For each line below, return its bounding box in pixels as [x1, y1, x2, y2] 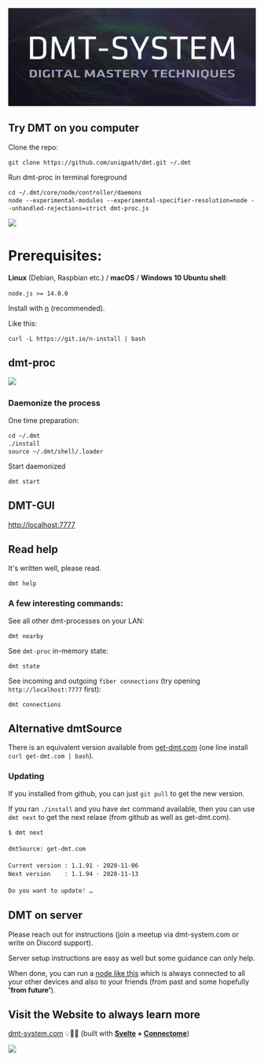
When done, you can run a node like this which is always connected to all [8, 968, 246, 978]
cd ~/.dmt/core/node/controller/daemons [8, 188, 143, 196]
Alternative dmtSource [8, 722, 123, 736]
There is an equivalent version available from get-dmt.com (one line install [8, 743, 248, 752]
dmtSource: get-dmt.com [8, 845, 86, 853]
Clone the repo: [8, 142, 59, 152]
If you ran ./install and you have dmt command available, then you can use [8, 803, 255, 814]
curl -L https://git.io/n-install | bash [8, 335, 146, 343]
